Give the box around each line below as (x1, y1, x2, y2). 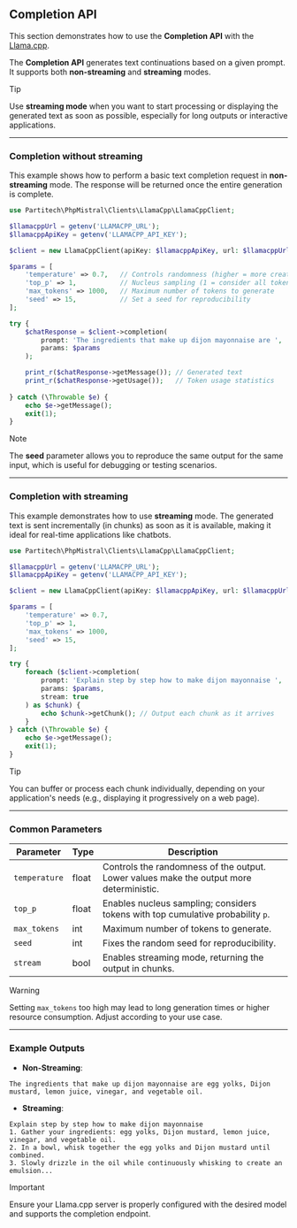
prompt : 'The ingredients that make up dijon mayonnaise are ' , (41, 335, 283, 344)
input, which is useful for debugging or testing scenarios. (9, 460, 217, 471)
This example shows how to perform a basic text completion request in (9, 170, 268, 180)
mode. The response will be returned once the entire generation (49, 180, 283, 190)
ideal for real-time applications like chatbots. (9, 529, 171, 540)
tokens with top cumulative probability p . (102, 909, 270, 921)
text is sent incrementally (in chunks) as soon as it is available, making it (9, 519, 271, 530)
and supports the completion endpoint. (9, 1208, 151, 1219)
